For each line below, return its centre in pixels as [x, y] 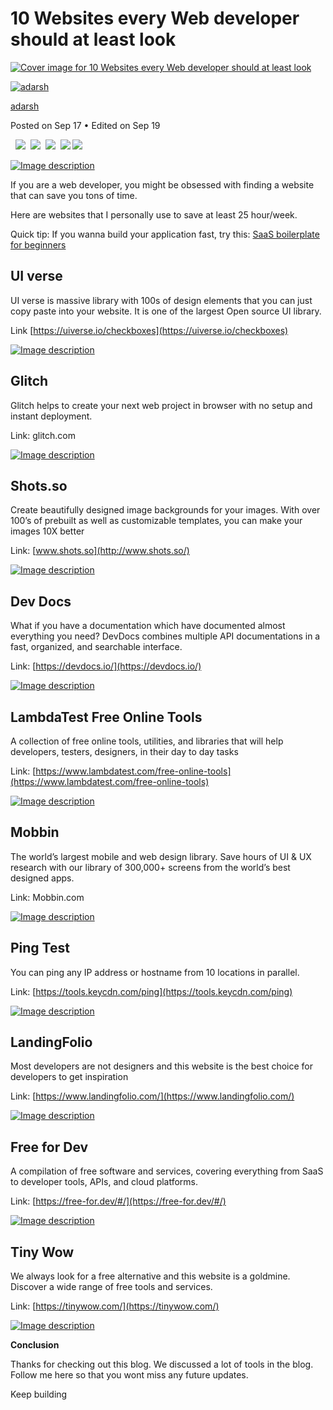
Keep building [39, 1394]
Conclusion [35, 1345]
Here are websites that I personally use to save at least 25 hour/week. [154, 214]
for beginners [38, 244]
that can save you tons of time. [74, 195]
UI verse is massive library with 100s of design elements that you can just [161, 300]
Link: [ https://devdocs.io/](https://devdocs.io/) [106, 666]
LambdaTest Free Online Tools [106, 717]
